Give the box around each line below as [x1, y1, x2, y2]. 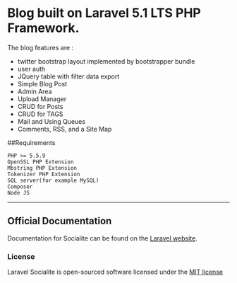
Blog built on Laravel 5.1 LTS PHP [7, 5, 201, 21]
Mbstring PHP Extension [7, 164, 78, 171]
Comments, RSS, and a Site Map [17, 125, 112, 133]
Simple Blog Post [17, 79, 68, 88]
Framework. [7, 20, 80, 36]
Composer [7, 183, 33, 190]
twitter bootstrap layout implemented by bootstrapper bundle [17, 57, 195, 65]
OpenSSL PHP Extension [7, 158, 74, 166]
